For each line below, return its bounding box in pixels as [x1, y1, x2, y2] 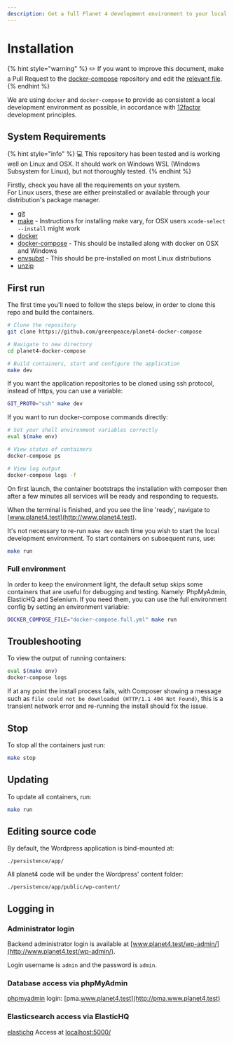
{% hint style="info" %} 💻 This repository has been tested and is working [7, 150, 221, 158]
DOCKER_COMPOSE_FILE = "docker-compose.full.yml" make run [7, 616, 177, 623]
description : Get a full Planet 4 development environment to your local [7, 10, 228, 18]
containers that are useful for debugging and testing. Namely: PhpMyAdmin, [7, 587, 227, 596]
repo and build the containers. [7, 308, 95, 317]
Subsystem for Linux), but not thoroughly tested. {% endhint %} [7, 167, 191, 176]
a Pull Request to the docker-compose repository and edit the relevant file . [7, 74, 223, 83]
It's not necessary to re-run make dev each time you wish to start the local [7, 526, 219, 534]
